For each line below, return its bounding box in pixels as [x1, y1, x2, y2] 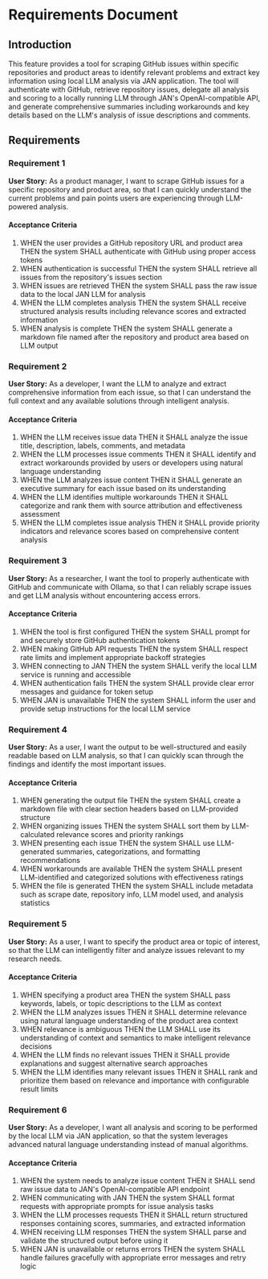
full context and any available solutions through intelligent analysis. [8, 396, 230, 406]
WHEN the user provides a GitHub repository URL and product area [19, 237, 243, 247]
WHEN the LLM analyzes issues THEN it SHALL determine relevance [19, 1007, 247, 1017]
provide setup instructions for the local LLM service [19, 703, 191, 713]
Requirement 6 [8, 1104, 67, 1116]
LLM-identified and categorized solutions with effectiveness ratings [19, 873, 244, 882]
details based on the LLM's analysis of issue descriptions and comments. [8, 110, 251, 120]
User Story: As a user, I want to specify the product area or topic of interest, [8, 936, 261, 947]
